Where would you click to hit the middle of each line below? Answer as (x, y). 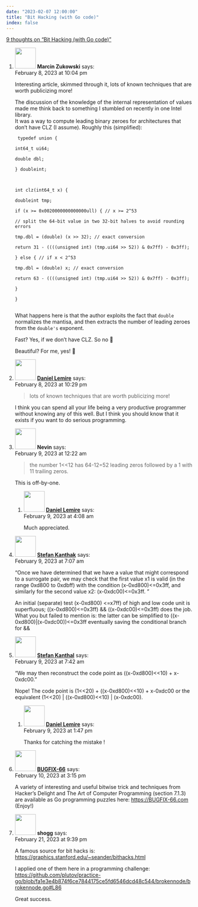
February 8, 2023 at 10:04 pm (51, 73)
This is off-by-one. (37, 483)
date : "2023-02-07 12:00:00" (42, 12)
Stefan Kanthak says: (64, 555)
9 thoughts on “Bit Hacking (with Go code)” (59, 40)
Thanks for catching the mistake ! (64, 742)
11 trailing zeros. (49, 471)
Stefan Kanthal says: (63, 655)
